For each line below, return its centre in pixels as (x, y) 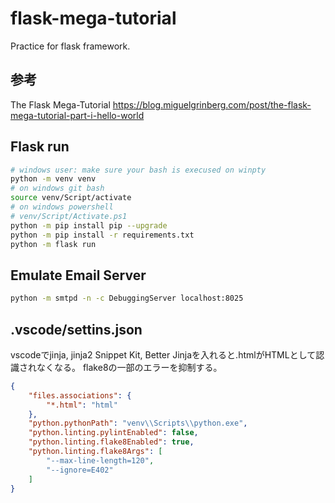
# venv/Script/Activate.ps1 (69, 216)
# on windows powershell (62, 207)
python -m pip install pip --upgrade (89, 225)
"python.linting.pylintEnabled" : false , (113, 433)
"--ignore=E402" (80, 470)
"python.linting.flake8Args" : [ (95, 452)
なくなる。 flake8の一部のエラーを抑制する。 (129, 367)
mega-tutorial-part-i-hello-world (77, 115)
